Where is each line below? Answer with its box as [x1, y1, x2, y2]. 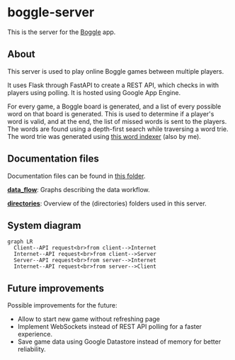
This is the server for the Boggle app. [7, 28, 116, 36]
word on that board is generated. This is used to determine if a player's [7, 109, 214, 118]
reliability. [17, 345, 46, 354]
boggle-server [7, 4, 95, 21]
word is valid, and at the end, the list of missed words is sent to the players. [7, 117, 227, 125]
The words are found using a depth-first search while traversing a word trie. [7, 125, 229, 133]
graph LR [7, 238, 33, 245]
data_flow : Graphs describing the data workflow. [7, 185, 150, 193]
